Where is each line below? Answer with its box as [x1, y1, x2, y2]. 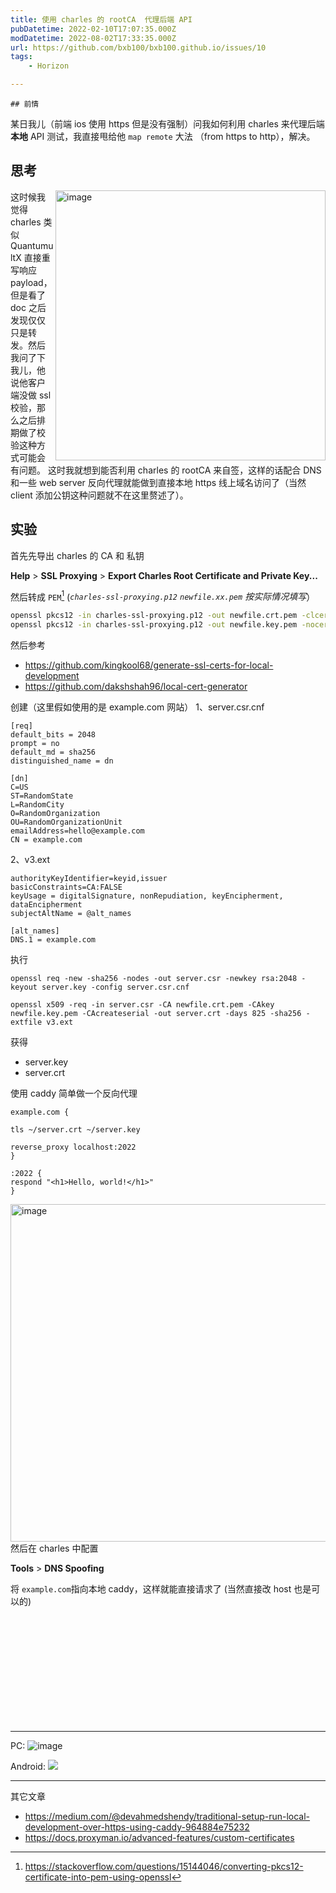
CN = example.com [10, 835, 83, 845]
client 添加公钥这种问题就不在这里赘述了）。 [10, 489, 189, 501]
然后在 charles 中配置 [10, 1542, 99, 1555]
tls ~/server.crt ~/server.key [10, 1125, 141, 1135]
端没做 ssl [10, 389, 52, 401]
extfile [10, 1017, 43, 1028]
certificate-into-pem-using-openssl [24, 1871, 172, 1883]
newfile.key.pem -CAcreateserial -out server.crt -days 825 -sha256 [10, 1009, 302, 1019]
